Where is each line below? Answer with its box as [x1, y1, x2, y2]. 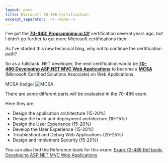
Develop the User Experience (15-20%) [12, 126, 94, 132]
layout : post [5, 7, 33, 13]
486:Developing [5, 66, 40, 72]
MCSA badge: [5, 81, 34, 87]
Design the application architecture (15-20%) [12, 110, 106, 116]
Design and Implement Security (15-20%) [12, 137, 99, 143]
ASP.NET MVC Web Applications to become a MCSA [40, 66, 152, 72]
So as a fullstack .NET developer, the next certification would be [5, 61, 138, 67]
